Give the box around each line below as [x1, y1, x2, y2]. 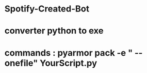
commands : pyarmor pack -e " [4, 47, 133, 58]
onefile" [4, 58, 38, 68]
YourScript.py [40, 58, 98, 68]
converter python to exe [4, 25, 104, 36]
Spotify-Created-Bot [4, 3, 89, 14]
